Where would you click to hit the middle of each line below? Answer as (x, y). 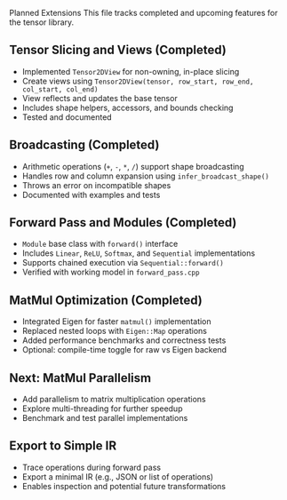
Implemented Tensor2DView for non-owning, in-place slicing (131, 71)
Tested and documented (67, 117)
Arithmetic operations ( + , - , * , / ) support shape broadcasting (133, 166)
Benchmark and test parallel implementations (105, 418)
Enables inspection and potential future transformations (124, 486)
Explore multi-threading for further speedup (102, 409)
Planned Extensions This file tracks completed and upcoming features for (143, 13)
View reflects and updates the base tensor (100, 98)
